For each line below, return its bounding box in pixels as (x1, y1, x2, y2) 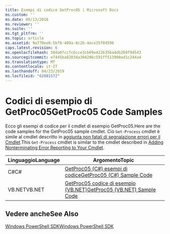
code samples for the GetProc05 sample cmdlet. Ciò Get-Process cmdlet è (5, 128, 160, 135)
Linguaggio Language (8, 156, 60, 163)
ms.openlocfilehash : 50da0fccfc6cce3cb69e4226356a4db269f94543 (5, 50, 142, 55)
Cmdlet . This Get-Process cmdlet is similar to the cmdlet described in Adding (5, 139, 163, 145)
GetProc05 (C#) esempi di (65, 165, 128, 172)
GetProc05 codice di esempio (65, 180, 136, 187)
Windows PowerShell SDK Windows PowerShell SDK (5, 223, 114, 229)
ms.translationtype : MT (5, 59, 56, 64)
